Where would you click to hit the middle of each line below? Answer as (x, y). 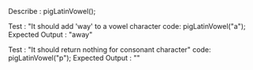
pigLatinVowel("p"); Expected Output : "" (74, 58)
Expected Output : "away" (50, 35)
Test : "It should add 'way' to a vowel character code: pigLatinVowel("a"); (127, 26)
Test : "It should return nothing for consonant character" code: (110, 49)
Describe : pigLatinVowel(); (52, 11)
